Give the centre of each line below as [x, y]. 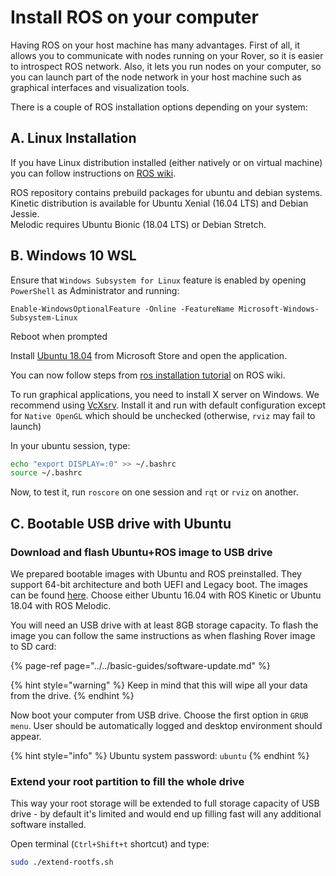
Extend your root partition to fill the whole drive [127, 781]
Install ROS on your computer [134, 17]
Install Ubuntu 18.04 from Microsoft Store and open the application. [149, 355]
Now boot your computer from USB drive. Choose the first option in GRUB [159, 715]
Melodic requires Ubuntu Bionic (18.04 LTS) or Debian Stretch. [138, 224]
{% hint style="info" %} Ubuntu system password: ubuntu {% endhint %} [160, 755]
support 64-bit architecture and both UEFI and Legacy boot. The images [159, 584]
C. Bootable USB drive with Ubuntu [121, 523]
